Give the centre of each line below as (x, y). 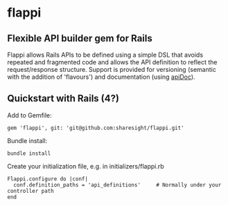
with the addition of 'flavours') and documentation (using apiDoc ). (101, 77)
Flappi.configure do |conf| (48, 179)
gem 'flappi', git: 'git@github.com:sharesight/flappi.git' (96, 128)
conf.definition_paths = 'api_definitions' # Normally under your (117, 185)
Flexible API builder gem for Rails (80, 38)
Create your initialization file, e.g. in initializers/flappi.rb (86, 166)
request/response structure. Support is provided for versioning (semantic (112, 69)
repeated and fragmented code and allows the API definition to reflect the (112, 62)
